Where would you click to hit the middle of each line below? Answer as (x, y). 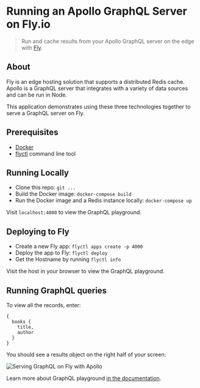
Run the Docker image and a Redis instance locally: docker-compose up (103, 201)
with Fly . (32, 48)
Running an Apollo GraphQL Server (97, 11)
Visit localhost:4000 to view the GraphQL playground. (74, 212)
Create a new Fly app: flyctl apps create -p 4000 (79, 247)
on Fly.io (28, 24)
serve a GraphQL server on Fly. (46, 113)
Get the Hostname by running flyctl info (68, 259)
